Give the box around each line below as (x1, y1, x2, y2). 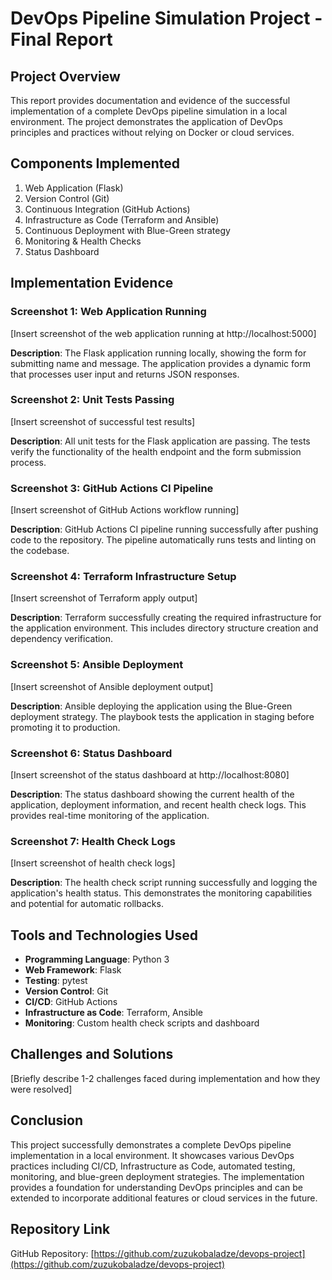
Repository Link (10, 1221, 111, 1238)
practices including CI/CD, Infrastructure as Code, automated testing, (10, 1160, 296, 1172)
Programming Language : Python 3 (24, 953, 170, 966)
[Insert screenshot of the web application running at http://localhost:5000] (10, 327, 317, 339)
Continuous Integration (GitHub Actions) (24, 203, 191, 215)
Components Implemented (10, 155, 181, 172)
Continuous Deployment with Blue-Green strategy (24, 224, 231, 236)
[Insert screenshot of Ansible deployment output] (10, 680, 214, 692)
